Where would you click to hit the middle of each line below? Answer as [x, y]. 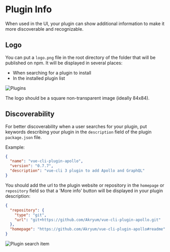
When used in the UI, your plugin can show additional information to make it [85, 24]
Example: [15, 147]
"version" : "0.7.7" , [32, 166]
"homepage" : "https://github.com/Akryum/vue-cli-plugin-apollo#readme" [88, 229]
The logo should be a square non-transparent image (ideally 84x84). [77, 98]
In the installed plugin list [39, 78]
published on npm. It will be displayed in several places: [64, 63]
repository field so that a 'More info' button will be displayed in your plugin [84, 191]
